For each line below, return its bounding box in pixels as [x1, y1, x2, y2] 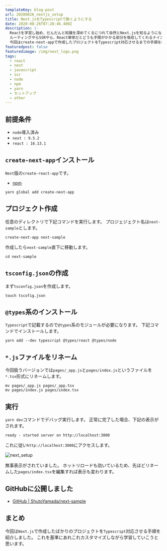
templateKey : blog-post [5, 7, 55, 12]
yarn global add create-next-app [5, 189, 75, 194]
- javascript [9, 68, 37, 73]
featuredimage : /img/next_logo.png [5, 49, 79, 54]
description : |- [5, 26, 39, 31]
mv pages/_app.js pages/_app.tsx [5, 383, 75, 388]
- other [9, 95, 26, 100]
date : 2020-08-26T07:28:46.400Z [5, 21, 72, 26]
